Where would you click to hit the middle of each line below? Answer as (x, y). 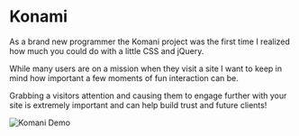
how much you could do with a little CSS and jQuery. (107, 50)
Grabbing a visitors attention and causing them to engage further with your (148, 95)
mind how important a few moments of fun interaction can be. (124, 77)
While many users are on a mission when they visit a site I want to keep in (145, 68)
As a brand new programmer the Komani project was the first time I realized (150, 41)
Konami (39, 17)
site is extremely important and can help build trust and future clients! (138, 104)
